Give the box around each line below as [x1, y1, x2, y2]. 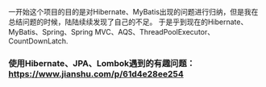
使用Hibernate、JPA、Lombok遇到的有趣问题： [8, 57, 196, 68]
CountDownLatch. [8, 36, 69, 46]
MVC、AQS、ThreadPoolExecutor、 [94, 27, 215, 36]
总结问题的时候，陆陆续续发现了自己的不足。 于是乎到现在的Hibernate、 [8, 17, 248, 27]
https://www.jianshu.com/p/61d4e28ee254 [8, 68, 184, 79]
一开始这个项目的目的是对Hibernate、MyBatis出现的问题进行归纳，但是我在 [8, 7, 259, 16]
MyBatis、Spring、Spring [8, 27, 94, 36]
